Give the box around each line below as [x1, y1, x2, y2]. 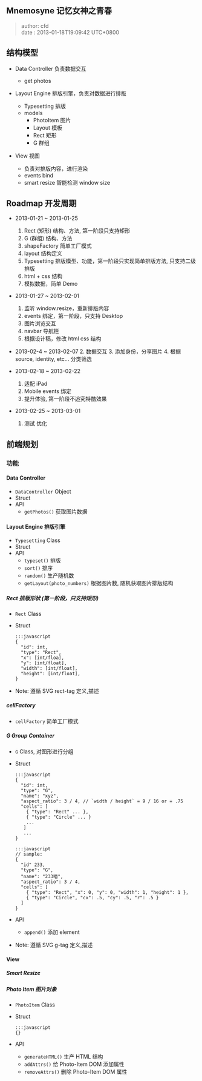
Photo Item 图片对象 [6, 985, 57, 993]
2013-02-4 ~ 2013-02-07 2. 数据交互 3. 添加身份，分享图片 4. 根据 [15, 348, 181, 355]
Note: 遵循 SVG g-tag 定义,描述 [15, 941, 93, 949]
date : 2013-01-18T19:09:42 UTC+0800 [21, 28, 120, 36]
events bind [24, 171, 54, 179]
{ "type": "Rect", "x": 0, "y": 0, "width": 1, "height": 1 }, [26, 890, 189, 896]
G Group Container [6, 732, 55, 739]
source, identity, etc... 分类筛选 [15, 355, 93, 363]
